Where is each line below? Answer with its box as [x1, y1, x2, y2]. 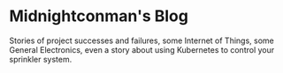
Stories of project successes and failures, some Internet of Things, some [9, 35, 274, 46]
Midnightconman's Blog [9, 6, 188, 26]
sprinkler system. [9, 54, 73, 64]
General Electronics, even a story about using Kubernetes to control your [9, 44, 275, 55]
